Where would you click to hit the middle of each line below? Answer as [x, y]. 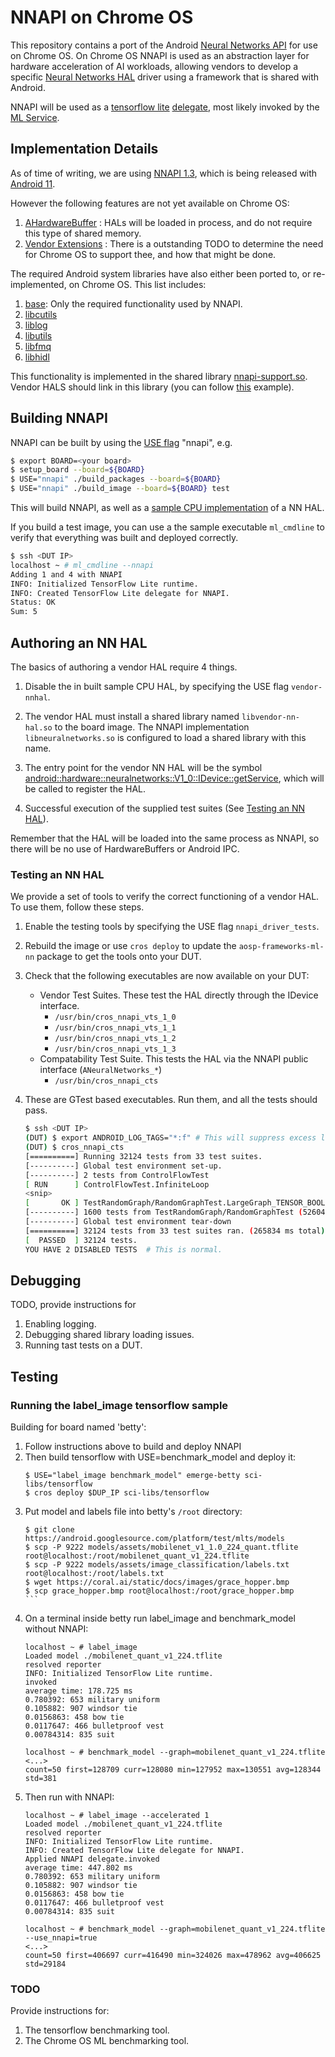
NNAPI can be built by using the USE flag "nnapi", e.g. [121, 442]
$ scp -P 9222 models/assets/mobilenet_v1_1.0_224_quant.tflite [161, 1547]
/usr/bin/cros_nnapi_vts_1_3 [115, 1049]
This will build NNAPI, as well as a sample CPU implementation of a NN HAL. [167, 508]
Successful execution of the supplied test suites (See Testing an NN [165, 808]
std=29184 [45, 1964]
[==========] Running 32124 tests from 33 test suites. [143, 1156]
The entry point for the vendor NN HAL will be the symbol [143, 767]
